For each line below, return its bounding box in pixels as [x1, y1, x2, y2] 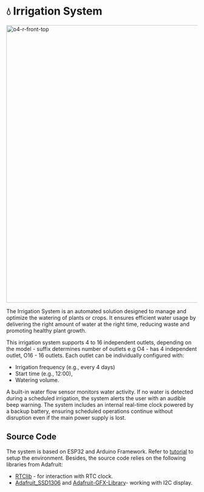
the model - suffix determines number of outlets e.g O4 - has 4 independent [6, 345, 197, 352]
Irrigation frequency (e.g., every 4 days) [15, 363, 115, 370]
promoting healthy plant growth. [6, 327, 87, 334]
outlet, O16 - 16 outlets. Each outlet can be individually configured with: [6, 352, 185, 359]
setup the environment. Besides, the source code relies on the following [6, 454, 186, 462]
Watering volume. [15, 376, 59, 384]
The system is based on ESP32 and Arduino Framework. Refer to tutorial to [6, 448, 194, 455]
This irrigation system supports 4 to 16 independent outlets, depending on [6, 339, 192, 346]
